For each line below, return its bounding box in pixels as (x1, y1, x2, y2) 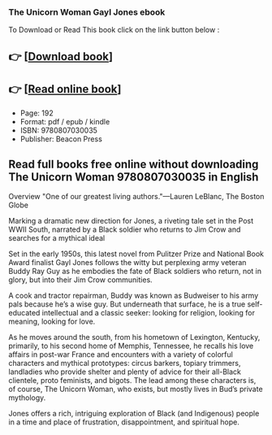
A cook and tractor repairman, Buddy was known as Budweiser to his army (8, 291, 259, 301)
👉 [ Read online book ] (8, 82, 122, 96)
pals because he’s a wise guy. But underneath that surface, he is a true (8, 299, 246, 309)
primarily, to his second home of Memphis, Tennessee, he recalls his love (8, 341, 254, 351)
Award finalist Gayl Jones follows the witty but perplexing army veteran (8, 258, 247, 268)
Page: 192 (19, 108, 54, 118)
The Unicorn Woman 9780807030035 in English (8, 170, 259, 184)
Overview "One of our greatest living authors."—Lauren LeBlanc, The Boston (8, 192, 265, 202)
